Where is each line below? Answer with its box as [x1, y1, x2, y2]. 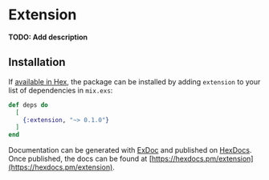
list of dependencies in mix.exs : [8, 85, 113, 95]
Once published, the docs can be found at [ [8, 154, 153, 164]
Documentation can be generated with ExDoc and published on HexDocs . [8, 145, 252, 155]
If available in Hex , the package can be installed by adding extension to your [8, 76, 261, 86]
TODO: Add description [8, 32, 88, 42]
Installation [8, 55, 66, 69]
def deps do [8, 100, 48, 109]
